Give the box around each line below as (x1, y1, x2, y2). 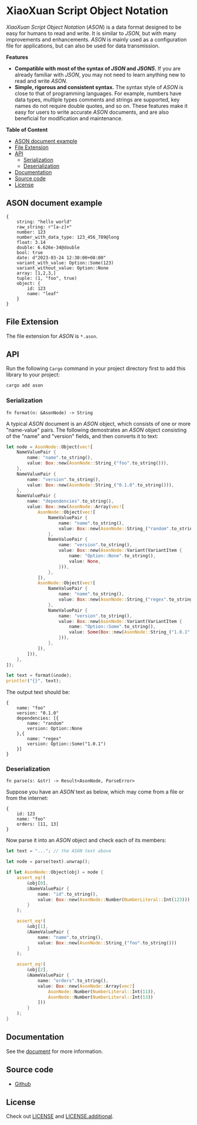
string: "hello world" (16, 219, 72, 225)
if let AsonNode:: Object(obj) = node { (6, 869, 104, 875)
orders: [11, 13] (16, 821, 59, 828)
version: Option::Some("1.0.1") (27, 741, 107, 747)
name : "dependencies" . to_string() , (27, 499, 114, 504)
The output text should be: (6, 689, 70, 696)
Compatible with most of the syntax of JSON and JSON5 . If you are (14, 65, 181, 72)
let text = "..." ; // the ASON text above (6, 848, 111, 854)
